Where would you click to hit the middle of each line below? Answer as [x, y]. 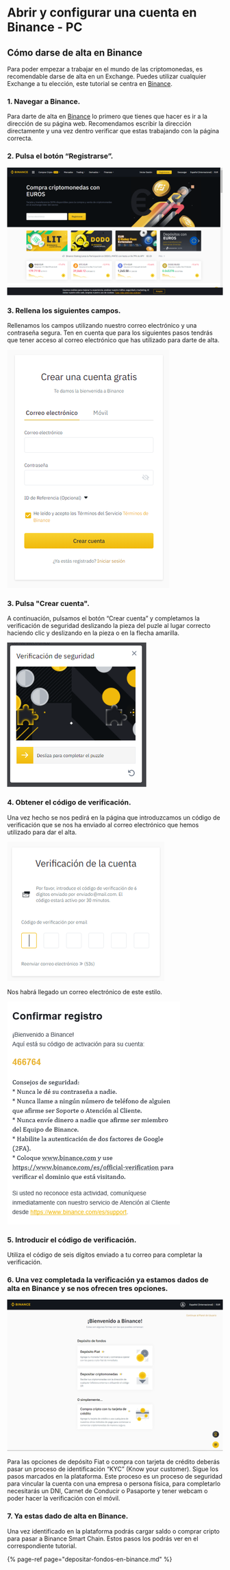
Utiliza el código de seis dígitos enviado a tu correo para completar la [105, 1255]
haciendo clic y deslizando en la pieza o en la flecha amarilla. [93, 633]
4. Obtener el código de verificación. [69, 803]
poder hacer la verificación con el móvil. [64, 1499]
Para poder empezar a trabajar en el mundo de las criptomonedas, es [105, 69]
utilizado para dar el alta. [42, 832]
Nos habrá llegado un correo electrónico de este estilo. [85, 991]
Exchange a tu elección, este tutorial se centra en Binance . [90, 83]
